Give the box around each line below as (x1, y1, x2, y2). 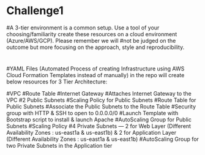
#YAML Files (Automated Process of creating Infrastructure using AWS (6, 65, 185, 72)
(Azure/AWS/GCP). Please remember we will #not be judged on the (6, 37, 176, 44)
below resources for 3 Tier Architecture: (6, 78, 108, 86)
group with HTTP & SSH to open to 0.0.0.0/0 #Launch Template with (6, 110, 179, 117)
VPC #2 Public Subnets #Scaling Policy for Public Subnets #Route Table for (6, 96, 196, 104)
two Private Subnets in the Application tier (6, 142, 113, 149)
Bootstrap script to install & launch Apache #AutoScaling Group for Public (6, 116, 192, 123)
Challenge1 (6, 4, 64, 18)
